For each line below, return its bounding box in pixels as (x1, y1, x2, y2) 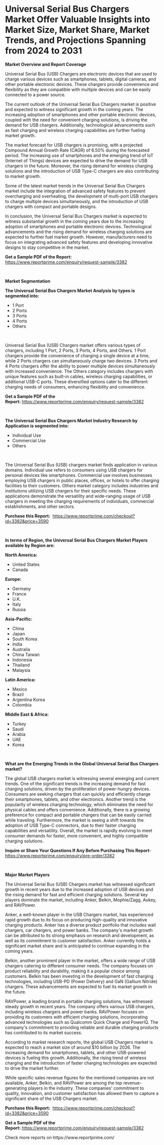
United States (12, 561, 40, 567)
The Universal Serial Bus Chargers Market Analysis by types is (5, 287, 136, 293)
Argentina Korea (12, 697, 45, 703)
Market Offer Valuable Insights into (5, 14, 150, 25)
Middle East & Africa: (5, 711, 49, 717)
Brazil (12, 691, 24, 697)
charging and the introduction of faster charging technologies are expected (5, 1060, 157, 1066)
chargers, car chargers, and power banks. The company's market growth (5, 927, 153, 933)
